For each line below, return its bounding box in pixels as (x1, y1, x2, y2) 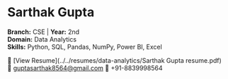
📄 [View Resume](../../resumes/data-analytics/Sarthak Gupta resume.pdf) (7, 56, 222, 64)
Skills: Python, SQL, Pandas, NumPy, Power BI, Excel (7, 42, 163, 51)
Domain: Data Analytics (7, 35, 76, 43)
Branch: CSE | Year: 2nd (7, 28, 80, 36)
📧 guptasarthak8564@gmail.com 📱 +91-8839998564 (7, 63, 163, 72)
